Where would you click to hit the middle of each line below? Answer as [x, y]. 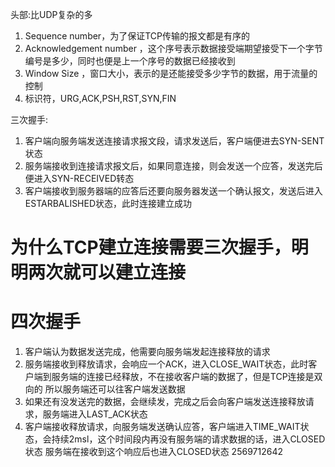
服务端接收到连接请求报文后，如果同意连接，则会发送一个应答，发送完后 [173, 166]
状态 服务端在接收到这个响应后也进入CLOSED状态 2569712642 [153, 452]
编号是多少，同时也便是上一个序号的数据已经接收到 [130, 61]
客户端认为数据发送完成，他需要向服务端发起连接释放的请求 [147, 352]
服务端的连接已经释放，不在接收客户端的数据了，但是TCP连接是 [183, 377]
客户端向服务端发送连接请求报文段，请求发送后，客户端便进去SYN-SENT [174, 141]
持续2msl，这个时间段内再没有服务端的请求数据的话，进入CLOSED [188, 439]
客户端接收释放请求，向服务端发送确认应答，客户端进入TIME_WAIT [162, 427]
